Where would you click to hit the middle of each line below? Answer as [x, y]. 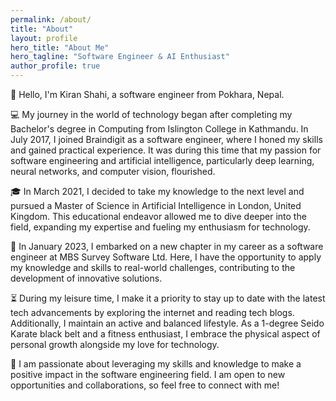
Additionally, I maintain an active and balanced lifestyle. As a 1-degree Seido [167, 323]
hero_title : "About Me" [60, 47]
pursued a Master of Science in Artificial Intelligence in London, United [156, 205]
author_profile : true [55, 66]
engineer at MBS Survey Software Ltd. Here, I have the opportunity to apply [166, 257]
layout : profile [44, 38]
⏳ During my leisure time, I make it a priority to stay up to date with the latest [168, 298]
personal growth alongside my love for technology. [115, 344]
